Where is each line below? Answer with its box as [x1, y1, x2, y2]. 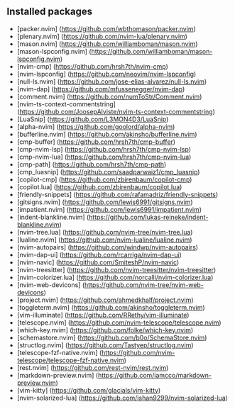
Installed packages [6, 6, 93, 18]
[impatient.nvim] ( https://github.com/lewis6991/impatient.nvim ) [16, 205, 202, 213]
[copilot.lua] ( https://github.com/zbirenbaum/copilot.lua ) [16, 182, 182, 191]
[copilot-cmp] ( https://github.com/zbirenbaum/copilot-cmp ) [16, 175, 192, 184]
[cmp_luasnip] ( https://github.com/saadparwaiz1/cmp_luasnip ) [16, 167, 200, 176]
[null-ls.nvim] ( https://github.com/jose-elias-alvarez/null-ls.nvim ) [16, 77, 207, 86]
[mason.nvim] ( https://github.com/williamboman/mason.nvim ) [16, 39, 198, 48]
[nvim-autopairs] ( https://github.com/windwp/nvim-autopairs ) [16, 242, 199, 251]
